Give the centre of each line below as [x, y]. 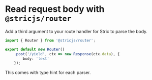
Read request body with [55, 9]
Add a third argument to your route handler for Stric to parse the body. [76, 31]
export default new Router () [35, 49]
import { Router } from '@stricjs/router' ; [50, 40]
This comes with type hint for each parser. [48, 73]
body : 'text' [36, 59]
